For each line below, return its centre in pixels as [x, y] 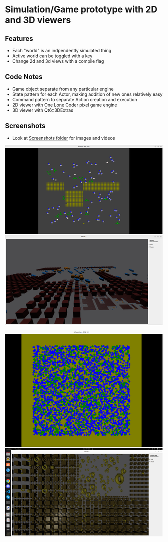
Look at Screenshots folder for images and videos [64, 138]
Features [19, 38]
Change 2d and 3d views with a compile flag [58, 61]
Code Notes [24, 77]
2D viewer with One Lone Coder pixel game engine [65, 105]
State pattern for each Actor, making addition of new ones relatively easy [87, 94]
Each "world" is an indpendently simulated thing [62, 50]
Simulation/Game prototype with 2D [81, 9]
